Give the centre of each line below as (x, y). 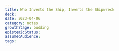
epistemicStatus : (23, 32)
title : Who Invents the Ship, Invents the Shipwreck (60, 9)
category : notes (21, 23)
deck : (10, 14)
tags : (10, 41)
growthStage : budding (27, 28)
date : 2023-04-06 (23, 18)
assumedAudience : (23, 37)
